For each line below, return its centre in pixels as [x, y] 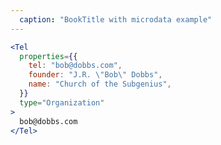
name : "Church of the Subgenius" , [100, 84]
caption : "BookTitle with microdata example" [116, 19]
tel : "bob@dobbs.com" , [75, 66]
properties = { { [48, 56]
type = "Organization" [62, 102]
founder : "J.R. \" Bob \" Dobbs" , [95, 75]
